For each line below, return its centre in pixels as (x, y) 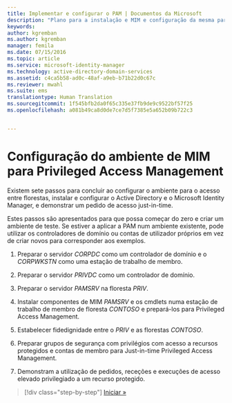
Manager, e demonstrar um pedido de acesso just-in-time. (90, 205)
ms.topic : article (33, 59)
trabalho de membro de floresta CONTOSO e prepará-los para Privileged (121, 309)
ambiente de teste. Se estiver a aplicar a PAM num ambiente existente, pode (116, 226)
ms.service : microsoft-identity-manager (66, 65)
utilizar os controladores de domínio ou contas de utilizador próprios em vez (116, 233)
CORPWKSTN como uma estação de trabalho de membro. (100, 261)
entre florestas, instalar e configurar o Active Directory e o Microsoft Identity (116, 197)
